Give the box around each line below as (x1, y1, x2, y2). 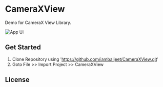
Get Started (5, 43, 41, 52)
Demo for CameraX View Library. (5, 20, 72, 25)
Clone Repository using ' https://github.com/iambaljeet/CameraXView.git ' (12, 56, 159, 62)
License (5, 76, 30, 84)
